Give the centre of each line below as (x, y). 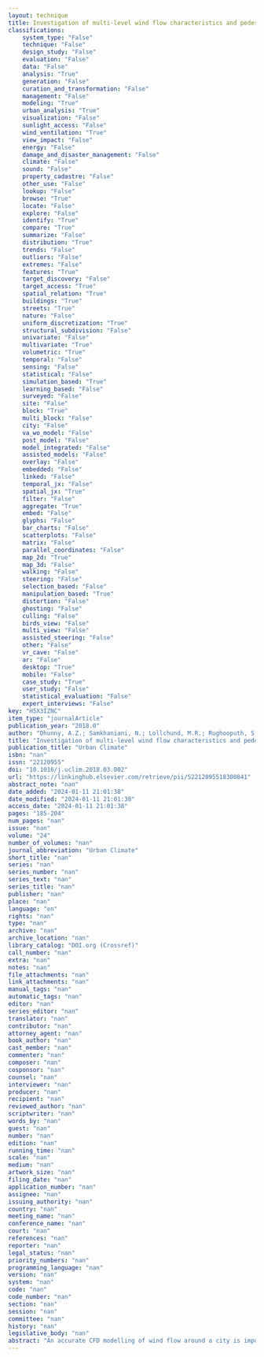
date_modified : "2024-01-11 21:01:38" (71, 799)
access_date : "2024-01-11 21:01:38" (68, 806)
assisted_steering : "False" (68, 638)
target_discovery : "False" (66, 279)
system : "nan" (31, 1282)
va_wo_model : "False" (57, 433)
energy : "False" (49, 147)
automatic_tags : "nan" (45, 997)
